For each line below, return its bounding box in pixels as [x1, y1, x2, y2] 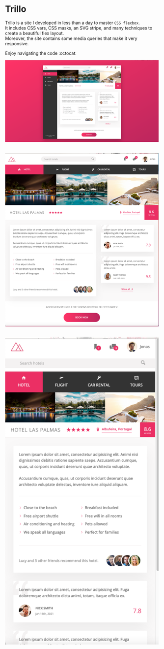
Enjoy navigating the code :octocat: [5, 50, 77, 56]
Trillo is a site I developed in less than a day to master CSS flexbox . [5, 20, 140, 26]
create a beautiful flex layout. [5, 30, 64, 36]
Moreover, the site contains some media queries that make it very [5, 35, 137, 41]
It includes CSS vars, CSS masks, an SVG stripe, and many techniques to [5, 25, 153, 31]
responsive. [5, 40, 29, 46]
